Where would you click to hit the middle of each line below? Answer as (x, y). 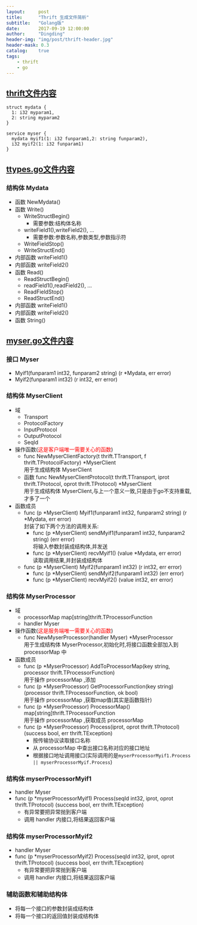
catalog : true (28, 51)
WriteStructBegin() (47, 216)
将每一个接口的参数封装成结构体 (54, 909)
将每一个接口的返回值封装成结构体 (57, 916)
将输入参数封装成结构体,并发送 (70, 546)
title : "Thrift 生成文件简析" (48, 17)
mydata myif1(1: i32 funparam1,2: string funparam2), (80, 139)
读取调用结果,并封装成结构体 (67, 560)
